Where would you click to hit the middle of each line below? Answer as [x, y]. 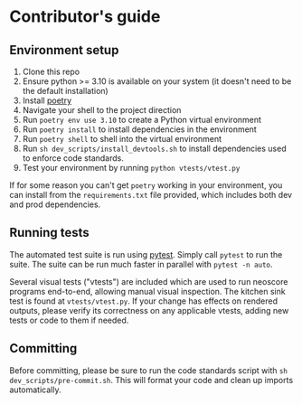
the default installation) [65, 91]
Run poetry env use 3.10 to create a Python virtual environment [142, 120]
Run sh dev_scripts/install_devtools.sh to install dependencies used [154, 148]
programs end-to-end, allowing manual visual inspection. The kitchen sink [148, 291]
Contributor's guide [85, 17]
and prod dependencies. [55, 204]
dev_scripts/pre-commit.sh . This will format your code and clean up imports [151, 380]
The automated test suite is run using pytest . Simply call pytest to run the [146, 254]
